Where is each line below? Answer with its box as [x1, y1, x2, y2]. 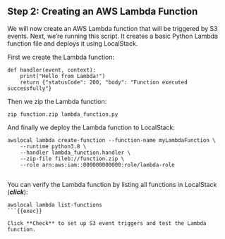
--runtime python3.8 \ [20, 143, 87, 150]
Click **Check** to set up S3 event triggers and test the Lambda [7, 220, 207, 227]
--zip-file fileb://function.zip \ [20, 155, 125, 162]
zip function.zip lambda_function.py [7, 110, 118, 118]
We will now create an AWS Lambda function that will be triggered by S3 [7, 24, 218, 32]
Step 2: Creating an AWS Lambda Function [7, 6, 198, 18]
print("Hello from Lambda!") [20, 72, 106, 79]
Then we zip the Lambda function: [7, 97, 107, 105]
